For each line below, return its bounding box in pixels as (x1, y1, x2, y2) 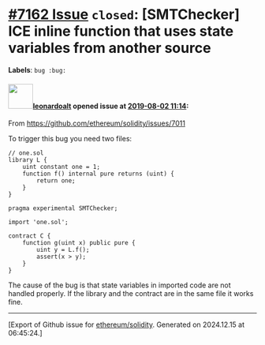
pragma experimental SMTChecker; (8, 204, 118, 212)
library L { (8, 156, 47, 164)
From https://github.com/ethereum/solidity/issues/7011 (8, 118, 185, 128)
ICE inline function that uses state (8, 22, 234, 40)
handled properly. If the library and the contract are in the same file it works (8, 289, 254, 298)
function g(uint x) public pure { (22, 239, 136, 247)
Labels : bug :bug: (8, 65, 67, 74)
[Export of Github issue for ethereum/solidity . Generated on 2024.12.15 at (8, 320, 245, 329)
